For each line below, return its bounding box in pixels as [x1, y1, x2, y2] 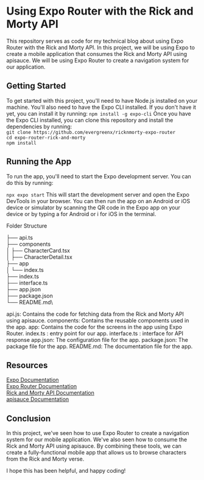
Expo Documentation [6, 376, 59, 384]
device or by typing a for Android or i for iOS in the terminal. [6, 210, 157, 217]
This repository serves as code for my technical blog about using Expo [6, 37, 184, 44]
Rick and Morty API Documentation [6, 389, 94, 397]
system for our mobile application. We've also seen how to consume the [6, 436, 188, 443]
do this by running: [6, 179, 54, 186]
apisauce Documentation [6, 395, 69, 403]
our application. [6, 63, 46, 71]
